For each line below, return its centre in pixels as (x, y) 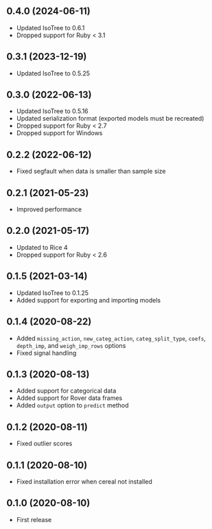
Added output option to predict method (72, 405)
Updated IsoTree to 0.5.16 (52, 111)
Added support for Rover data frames (69, 398)
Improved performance (49, 209)
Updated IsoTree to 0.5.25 (53, 73)
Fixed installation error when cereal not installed (84, 481)
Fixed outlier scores (44, 444)
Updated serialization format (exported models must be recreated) (110, 119)
